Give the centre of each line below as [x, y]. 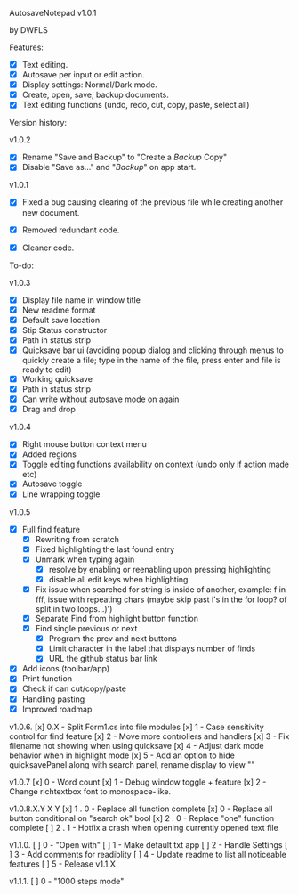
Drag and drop [48, 410]
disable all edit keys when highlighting [118, 579]
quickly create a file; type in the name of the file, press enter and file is [152, 360]
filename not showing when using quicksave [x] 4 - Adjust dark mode [137, 745]
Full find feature [51, 529]
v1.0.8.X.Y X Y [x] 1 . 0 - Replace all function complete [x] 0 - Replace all [141, 809]
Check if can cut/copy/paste [74, 688]
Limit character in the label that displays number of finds [152, 648]
